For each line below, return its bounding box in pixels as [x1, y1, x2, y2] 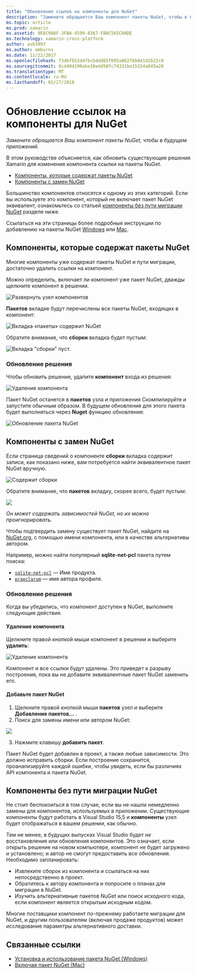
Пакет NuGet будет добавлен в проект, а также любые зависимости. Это [6, 750, 189, 757]
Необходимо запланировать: [6, 856, 79, 863]
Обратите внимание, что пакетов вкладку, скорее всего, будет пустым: [6, 488, 186, 495]
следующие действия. [6, 610, 62, 617]
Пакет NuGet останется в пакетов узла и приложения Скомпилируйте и [6, 396, 186, 403]
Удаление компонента [6, 623, 64, 630]
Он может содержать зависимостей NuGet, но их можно [6, 510, 150, 517]
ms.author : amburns [6, 47, 54, 53]
